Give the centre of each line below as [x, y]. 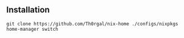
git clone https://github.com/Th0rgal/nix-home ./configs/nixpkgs [92, 24]
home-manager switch [33, 29]
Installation [28, 10]
